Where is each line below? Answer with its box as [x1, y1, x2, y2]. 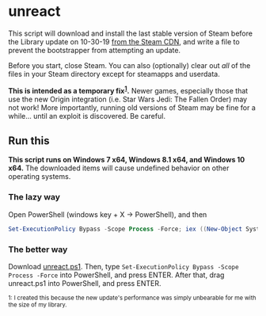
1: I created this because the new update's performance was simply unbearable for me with [8, 294, 256, 302]
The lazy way [8, 192, 61, 203]
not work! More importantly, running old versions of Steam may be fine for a [8, 102, 256, 112]
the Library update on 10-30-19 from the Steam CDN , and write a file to [8, 36, 240, 46]
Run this [8, 134, 50, 147]
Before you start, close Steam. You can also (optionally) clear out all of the [8, 60, 251, 70]
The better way [8, 244, 68, 255]
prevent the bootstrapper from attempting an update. [8, 45, 180, 55]
